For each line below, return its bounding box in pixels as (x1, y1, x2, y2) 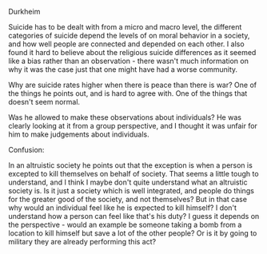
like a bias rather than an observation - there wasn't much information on (8, 56, 249, 65)
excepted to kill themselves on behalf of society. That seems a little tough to (8, 169, 259, 178)
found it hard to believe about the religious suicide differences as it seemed (8, 48, 257, 57)
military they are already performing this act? (8, 237, 157, 246)
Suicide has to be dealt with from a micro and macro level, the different (8, 22, 242, 31)
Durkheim (8, 7, 41, 16)
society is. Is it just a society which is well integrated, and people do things (8, 186, 254, 195)
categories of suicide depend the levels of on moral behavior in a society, (8, 31, 250, 40)
